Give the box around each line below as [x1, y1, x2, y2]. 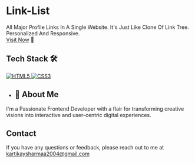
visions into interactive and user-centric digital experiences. [6, 111, 151, 118]
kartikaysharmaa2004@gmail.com [6, 150, 90, 157]
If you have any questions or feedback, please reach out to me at [6, 144, 164, 151]
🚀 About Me [14, 89, 59, 99]
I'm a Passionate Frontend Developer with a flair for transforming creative [6, 105, 184, 112]
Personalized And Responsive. [6, 29, 80, 36]
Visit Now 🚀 [6, 36, 34, 43]
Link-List [6, 4, 50, 18]
